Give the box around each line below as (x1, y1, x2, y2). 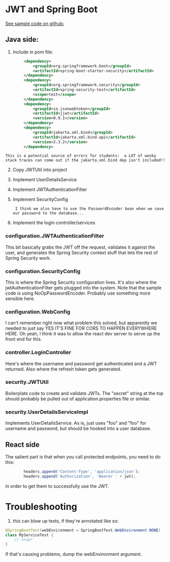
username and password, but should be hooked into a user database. (5, 425, 152, 432)
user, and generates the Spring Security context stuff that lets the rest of (5, 249, 158, 256)
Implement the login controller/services (12, 219, 95, 226)
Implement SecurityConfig (12, 197, 68, 203)
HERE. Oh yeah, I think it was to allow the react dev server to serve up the (5, 331, 160, 337)
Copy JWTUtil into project (12, 167, 67, 173)
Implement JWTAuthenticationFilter (12, 186, 87, 192)
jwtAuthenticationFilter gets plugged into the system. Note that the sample (5, 284, 162, 290)
